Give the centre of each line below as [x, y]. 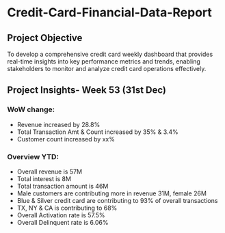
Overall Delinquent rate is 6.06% [63, 222]
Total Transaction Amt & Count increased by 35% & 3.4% [98, 132]
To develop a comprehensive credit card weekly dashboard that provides [110, 54]
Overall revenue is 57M [50, 172]
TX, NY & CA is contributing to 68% [67, 208]
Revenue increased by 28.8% [58, 124]
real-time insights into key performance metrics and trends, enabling [104, 61]
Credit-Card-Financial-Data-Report [109, 13]
